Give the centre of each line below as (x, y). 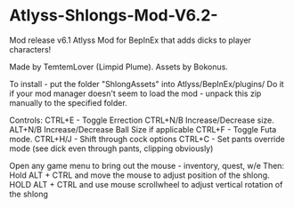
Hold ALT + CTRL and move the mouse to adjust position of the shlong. (139, 175)
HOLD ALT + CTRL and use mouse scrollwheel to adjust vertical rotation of (146, 184)
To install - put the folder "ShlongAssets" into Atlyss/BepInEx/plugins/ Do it (147, 84)
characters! (30, 49)
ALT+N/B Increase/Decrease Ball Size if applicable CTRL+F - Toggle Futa (143, 129)
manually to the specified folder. (68, 102)
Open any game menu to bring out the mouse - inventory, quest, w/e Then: (147, 165)
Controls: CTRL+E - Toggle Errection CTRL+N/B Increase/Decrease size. (142, 120)
